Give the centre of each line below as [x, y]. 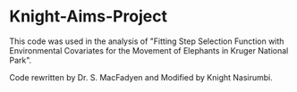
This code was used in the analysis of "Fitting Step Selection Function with [147, 41]
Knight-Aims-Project [89, 17]
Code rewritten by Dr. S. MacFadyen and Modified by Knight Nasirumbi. [141, 77]
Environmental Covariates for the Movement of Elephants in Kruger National [149, 50]
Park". [21, 60]
